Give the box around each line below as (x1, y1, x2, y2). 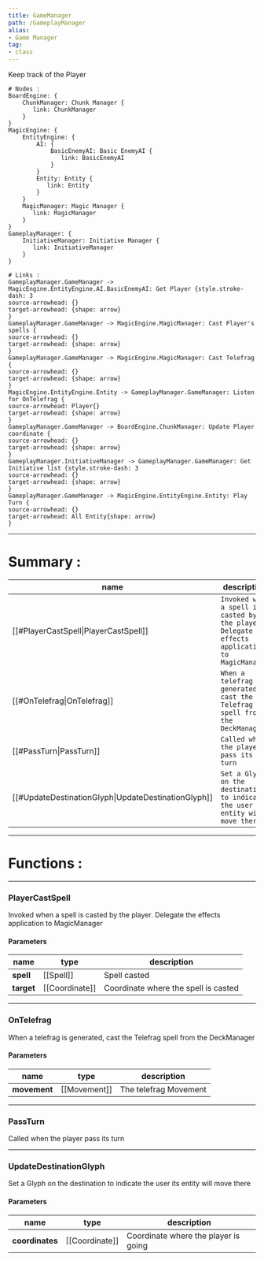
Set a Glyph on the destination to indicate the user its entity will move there (8, 1179, 251, 1188)
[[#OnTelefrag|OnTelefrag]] (12, 695, 114, 706)
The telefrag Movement (119, 1084, 207, 1095)
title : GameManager (8, 11, 72, 20)
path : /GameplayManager (8, 19, 86, 27)
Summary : (8, 553, 81, 571)
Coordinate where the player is (126, 1230, 240, 1241)
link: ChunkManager (32, 106, 97, 113)
